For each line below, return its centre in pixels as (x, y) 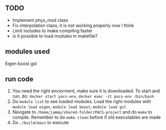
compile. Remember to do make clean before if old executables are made (86, 117)
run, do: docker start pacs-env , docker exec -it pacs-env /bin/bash (83, 96)
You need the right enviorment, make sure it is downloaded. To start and (86, 91)
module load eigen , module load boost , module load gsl (69, 107)
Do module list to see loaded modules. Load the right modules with (82, 102)
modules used (28, 52)
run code (19, 79)
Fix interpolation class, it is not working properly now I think (73, 25)
